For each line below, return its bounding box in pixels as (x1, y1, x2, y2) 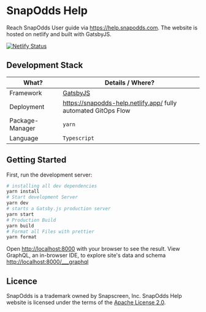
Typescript (63, 134, 94, 142)
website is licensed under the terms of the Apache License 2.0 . (6, 299, 166, 306)
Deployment (9, 102, 45, 111)
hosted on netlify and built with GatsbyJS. (6, 30, 112, 37)
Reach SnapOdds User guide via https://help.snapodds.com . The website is (6, 24, 198, 31)
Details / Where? (104, 78, 155, 86)
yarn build (6, 223, 34, 229)
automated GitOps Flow (63, 106, 131, 115)
